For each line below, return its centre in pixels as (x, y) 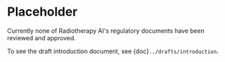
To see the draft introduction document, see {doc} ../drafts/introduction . (113, 51)
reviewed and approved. (42, 37)
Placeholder (42, 12)
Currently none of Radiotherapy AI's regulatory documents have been (106, 31)
